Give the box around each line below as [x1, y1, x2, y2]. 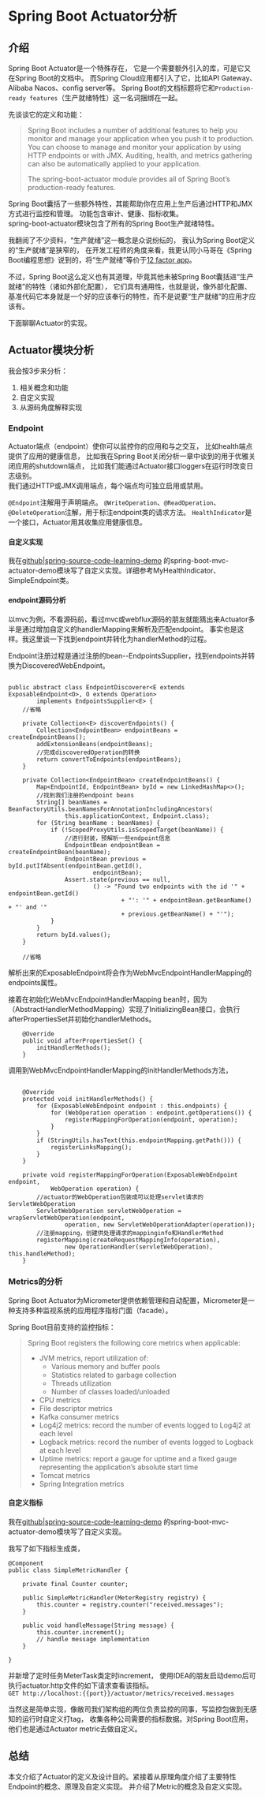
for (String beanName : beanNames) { [36, 819, 160, 827]
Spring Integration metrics [39, 1479, 125, 1488]
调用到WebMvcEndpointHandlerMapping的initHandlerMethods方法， [8, 1066, 233, 1075]
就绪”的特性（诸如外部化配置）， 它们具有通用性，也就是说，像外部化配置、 [8, 282, 252, 291]
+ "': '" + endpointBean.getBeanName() [121, 896, 252, 904]
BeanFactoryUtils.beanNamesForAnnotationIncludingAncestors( [8, 805, 214, 813]
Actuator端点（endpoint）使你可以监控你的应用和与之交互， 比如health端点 [8, 442, 253, 451]
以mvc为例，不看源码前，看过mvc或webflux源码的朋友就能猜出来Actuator [8, 614, 248, 624]
